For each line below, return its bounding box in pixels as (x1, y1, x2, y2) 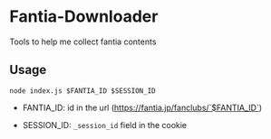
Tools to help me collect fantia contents (9, 36, 157, 47)
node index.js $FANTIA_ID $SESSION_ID (9, 86, 156, 96)
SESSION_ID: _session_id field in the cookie (22, 119, 188, 130)
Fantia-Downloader (9, 6, 159, 27)
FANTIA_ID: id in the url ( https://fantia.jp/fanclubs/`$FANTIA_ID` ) (22, 102, 263, 113)
